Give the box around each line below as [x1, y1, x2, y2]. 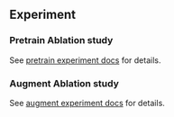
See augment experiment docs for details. [9, 97, 165, 108]
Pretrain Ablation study [9, 34, 114, 47]
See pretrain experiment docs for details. [9, 54, 161, 66]
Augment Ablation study [9, 76, 120, 89]
